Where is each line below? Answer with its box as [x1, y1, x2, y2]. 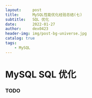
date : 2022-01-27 [5, 21, 56, 27]
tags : [5, 41, 17, 46]
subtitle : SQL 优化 [5, 17, 50, 22]
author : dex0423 [5, 26, 49, 31]
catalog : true [5, 36, 35, 41]
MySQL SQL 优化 [5, 69, 77, 80]
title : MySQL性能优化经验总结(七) [5, 12, 82, 17]
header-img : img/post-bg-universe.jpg [5, 31, 87, 36]
